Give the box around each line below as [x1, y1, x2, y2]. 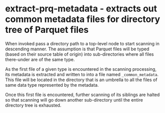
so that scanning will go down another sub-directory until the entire [5, 97, 143, 103]
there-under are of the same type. [5, 56, 75, 62]
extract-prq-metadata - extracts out [5, 3, 158, 14]
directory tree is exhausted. [5, 102, 62, 108]
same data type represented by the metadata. [5, 82, 99, 88]
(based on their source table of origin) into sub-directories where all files [5, 51, 154, 57]
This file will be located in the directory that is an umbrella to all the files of [5, 77, 158, 83]
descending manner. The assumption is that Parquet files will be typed [5, 46, 150, 52]
